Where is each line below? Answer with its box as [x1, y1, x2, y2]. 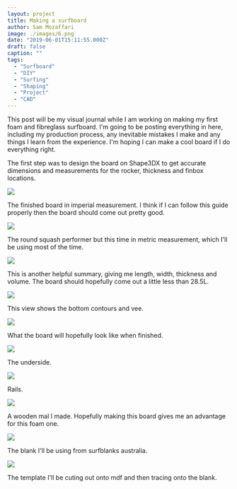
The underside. [7, 358, 52, 366]
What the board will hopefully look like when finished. [7, 331, 163, 339]
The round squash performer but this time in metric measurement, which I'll [7, 235, 228, 244]
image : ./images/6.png [7, 30, 74, 37]
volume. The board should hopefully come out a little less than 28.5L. [7, 277, 209, 285]
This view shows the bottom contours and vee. [7, 305, 144, 312]
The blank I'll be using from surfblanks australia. [7, 447, 148, 454]
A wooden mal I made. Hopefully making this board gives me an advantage [7, 412, 226, 420]
